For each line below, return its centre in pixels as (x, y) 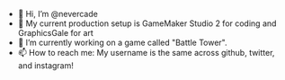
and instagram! (46, 66)
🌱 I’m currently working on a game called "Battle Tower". (122, 42)
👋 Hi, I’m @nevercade (58, 14)
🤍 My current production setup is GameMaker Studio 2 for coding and (147, 23)
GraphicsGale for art (56, 33)
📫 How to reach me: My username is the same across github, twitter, (146, 53)
